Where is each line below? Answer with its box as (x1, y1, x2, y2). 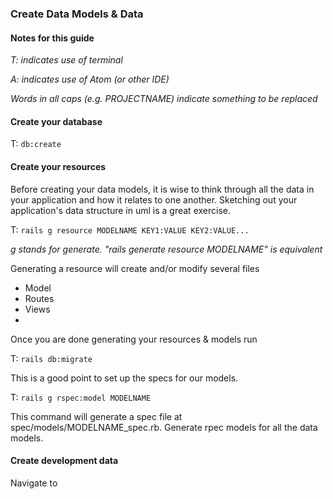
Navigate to (10, 477, 58, 489)
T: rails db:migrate (10, 352, 93, 364)
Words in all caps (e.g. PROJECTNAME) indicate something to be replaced (10, 93, 318, 105)
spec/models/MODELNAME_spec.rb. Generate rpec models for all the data (10, 421, 318, 433)
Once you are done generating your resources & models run (10, 333, 258, 345)
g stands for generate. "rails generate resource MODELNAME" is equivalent (10, 243, 323, 255)
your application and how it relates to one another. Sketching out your (10, 193, 298, 206)
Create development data (10, 455, 119, 467)
